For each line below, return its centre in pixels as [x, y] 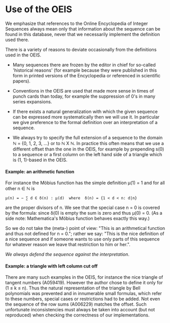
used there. [17, 40]
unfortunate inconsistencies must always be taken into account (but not [80, 310]
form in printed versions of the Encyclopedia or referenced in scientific [87, 75]
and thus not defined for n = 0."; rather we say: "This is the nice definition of [85, 234]
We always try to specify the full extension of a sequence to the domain [88, 137]
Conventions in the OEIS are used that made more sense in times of [83, 91]
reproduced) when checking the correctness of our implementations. [77, 315]
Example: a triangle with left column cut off [52, 266]
